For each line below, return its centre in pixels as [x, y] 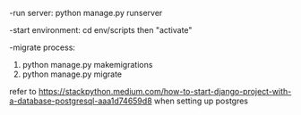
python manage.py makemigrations [87, 65]
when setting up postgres [201, 101]
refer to [23, 91]
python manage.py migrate [72, 74]
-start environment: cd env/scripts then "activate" [101, 30]
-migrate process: [43, 47]
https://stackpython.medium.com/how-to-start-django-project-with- [165, 91]
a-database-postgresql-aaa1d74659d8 [81, 101]
